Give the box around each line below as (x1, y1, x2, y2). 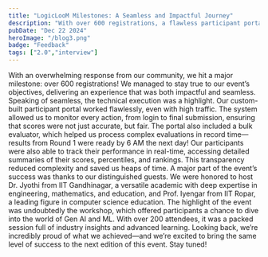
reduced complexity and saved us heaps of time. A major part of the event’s (8, 164, 258, 173)
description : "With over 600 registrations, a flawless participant (8, 19, 241, 27)
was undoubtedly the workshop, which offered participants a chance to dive (8, 206, 259, 215)
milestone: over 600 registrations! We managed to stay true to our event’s (8, 79, 250, 88)
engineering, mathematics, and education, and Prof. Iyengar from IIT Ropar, (8, 189, 256, 198)
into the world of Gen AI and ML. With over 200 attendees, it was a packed (8, 214, 254, 224)
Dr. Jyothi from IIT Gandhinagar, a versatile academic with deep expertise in (8, 181, 258, 189)
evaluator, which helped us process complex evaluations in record (8, 130, 226, 139)
